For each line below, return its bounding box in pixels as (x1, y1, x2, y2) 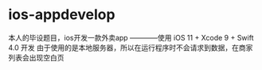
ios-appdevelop (8, 6, 115, 24)
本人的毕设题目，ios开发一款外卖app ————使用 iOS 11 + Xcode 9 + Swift (8, 33, 254, 42)
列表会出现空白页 (8, 52, 65, 62)
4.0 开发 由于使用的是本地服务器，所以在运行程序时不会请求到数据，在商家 (8, 42, 253, 52)
